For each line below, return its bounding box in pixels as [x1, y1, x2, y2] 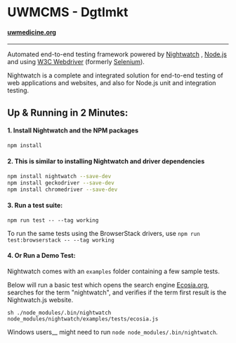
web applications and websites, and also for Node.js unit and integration [7, 79, 216, 87]
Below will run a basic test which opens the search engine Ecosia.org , [7, 281, 209, 289]
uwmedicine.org [7, 27, 56, 36]
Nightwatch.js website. [7, 296, 74, 304]
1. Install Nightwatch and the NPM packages [7, 126, 139, 135]
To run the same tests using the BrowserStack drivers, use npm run [7, 229, 200, 237]
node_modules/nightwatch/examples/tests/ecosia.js [7, 316, 159, 323]
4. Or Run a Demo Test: [7, 251, 76, 260]
